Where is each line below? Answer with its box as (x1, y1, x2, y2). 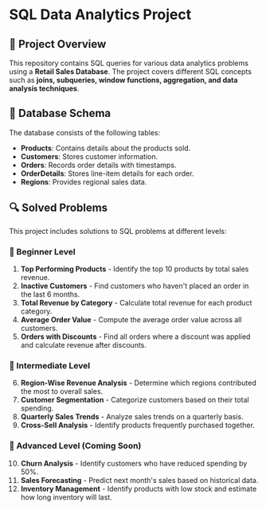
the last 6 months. (20, 289, 80, 299)
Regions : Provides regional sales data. (20, 177, 147, 186)
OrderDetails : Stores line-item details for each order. (20, 169, 194, 178)
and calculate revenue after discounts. (20, 340, 147, 349)
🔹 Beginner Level (9, 246, 76, 257)
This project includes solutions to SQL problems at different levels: (9, 226, 227, 236)
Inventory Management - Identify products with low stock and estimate (20, 484, 257, 493)
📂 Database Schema (9, 107, 111, 120)
